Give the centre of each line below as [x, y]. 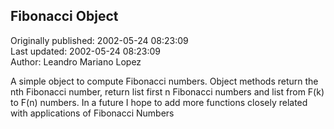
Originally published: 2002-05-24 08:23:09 [99, 40]
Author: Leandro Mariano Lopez [76, 61]
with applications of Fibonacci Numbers [92, 113]
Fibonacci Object [64, 16]
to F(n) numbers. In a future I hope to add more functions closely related [159, 102]
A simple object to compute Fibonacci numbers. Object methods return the [164, 81]
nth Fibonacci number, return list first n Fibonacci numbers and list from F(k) [167, 91]
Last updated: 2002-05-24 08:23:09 [85, 51]
